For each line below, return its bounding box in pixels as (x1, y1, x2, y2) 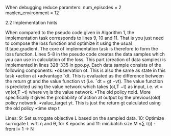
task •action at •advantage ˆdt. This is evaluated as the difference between (5, 73, 164, 78)
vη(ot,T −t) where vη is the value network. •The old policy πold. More (5, 89, 151, 95)
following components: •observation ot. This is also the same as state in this (5, 67, 166, 73)
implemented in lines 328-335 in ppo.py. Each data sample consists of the (5, 62, 162, 68)
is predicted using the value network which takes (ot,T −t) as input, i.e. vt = (5, 84, 163, 90)
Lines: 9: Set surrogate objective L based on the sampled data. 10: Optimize (5, 115, 164, 121)
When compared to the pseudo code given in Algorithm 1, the (5, 30, 134, 35)
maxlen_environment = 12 (5, 10, 59, 16)
